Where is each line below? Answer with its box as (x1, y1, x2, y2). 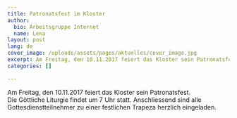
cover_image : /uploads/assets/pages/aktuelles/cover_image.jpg (7, 50, 197, 57)
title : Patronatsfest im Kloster (7, 10, 106, 18)
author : (7, 17, 30, 24)
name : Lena (13, 29, 46, 37)
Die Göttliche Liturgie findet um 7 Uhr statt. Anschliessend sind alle (7, 96, 202, 104)
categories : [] (7, 63, 52, 70)
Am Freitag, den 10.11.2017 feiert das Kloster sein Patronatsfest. (7, 88, 191, 96)
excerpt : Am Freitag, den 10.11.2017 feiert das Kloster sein (7, 56, 194, 63)
